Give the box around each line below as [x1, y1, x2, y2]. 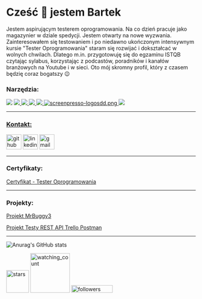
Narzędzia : [6, 85, 39, 93]
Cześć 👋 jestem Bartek [6, 5, 121, 19]
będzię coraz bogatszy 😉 [6, 70, 70, 77]
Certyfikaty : [6, 164, 43, 173]
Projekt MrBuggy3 [6, 212, 52, 220]
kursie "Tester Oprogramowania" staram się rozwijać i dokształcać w [6, 45, 177, 52]
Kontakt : [6, 120, 32, 129]
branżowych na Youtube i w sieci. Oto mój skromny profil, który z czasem [6, 63, 188, 71]
